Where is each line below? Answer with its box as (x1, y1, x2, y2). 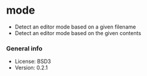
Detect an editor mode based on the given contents (14, 29, 142, 36)
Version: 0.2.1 (14, 64, 48, 71)
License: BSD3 (14, 58, 51, 65)
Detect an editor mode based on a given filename (14, 23, 136, 30)
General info (6, 44, 43, 52)
